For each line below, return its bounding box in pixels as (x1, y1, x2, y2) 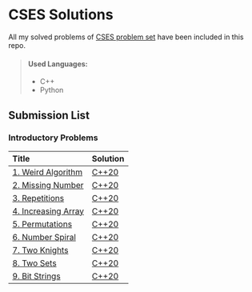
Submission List (8, 108, 90, 122)
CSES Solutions (8, 6, 114, 24)
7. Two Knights (12, 244, 69, 255)
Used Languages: (27, 58, 88, 69)
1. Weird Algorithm (12, 166, 83, 178)
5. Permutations (12, 218, 73, 230)
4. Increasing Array (12, 206, 85, 217)
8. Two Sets (12, 258, 58, 269)
